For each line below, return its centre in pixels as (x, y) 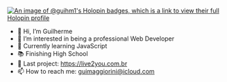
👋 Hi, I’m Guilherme (45, 31)
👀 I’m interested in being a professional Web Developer (96, 39)
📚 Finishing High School (52, 54)
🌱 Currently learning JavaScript (62, 46)
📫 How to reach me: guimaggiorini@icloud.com (86, 71)
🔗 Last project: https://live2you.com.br (72, 63)
